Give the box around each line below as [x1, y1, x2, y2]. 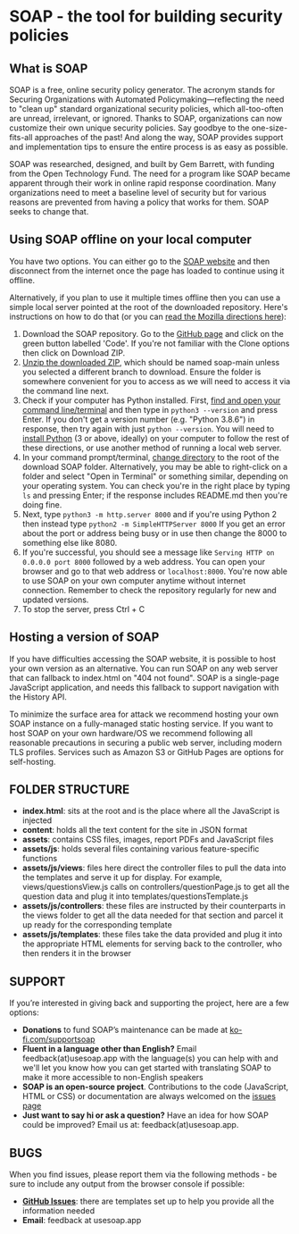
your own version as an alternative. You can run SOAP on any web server [9, 663, 278, 674]
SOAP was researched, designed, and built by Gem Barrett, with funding [9, 159, 275, 169]
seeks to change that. [9, 206, 89, 216]
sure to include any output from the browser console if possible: [9, 1179, 245, 1189]
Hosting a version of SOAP [9, 630, 160, 645]
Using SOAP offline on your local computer [9, 232, 253, 248]
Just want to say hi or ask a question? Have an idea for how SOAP [21, 1110, 270, 1121]
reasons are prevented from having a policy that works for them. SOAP [9, 197, 270, 207]
